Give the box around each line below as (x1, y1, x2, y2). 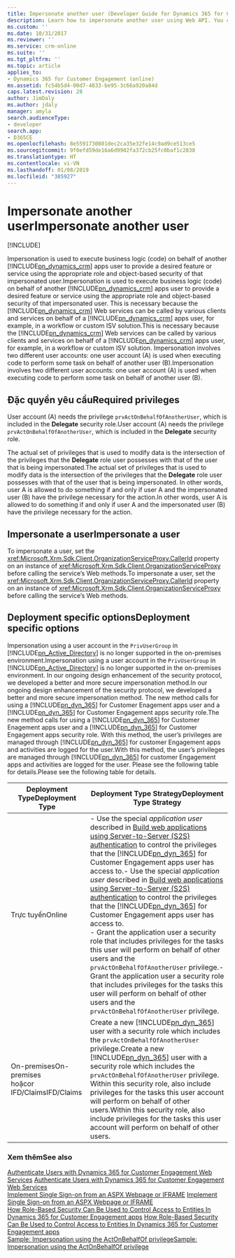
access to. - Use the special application (90, 866, 220, 876)
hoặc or (10, 1079, 34, 1089)
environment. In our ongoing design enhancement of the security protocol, (7, 671, 222, 679)
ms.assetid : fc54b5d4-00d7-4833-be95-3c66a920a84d (7, 82, 158, 89)
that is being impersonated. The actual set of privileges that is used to (7, 463, 207, 472)
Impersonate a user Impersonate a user (7, 528, 180, 540)
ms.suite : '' (7, 50, 45, 57)
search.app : (7, 127, 42, 134)
